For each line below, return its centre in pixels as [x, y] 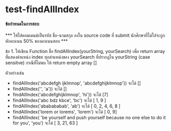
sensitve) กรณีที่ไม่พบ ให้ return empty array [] [51, 63]
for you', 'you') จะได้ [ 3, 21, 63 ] [45, 123]
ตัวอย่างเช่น [15, 73]
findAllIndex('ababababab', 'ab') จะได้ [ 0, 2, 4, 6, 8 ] [67, 106]
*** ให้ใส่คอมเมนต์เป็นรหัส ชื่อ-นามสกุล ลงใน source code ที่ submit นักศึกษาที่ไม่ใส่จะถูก [85, 35]
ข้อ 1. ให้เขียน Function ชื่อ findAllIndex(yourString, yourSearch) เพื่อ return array [85, 51]
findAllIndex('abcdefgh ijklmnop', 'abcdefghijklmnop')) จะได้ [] [77, 83]
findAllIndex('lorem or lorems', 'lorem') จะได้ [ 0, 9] [65, 112]
